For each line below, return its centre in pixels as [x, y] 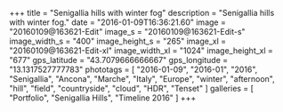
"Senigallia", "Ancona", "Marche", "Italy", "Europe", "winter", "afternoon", [142, 79]
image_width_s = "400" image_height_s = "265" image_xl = [118, 41]
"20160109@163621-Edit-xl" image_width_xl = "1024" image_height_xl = [141, 51]
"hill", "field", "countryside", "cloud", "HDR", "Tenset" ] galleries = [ [131, 88]
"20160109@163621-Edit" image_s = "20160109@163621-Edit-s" [128, 32]
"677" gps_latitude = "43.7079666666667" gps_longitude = [119, 60]
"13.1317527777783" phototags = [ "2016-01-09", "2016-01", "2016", [133, 69]
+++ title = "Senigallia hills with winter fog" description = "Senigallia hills [142, 13]
